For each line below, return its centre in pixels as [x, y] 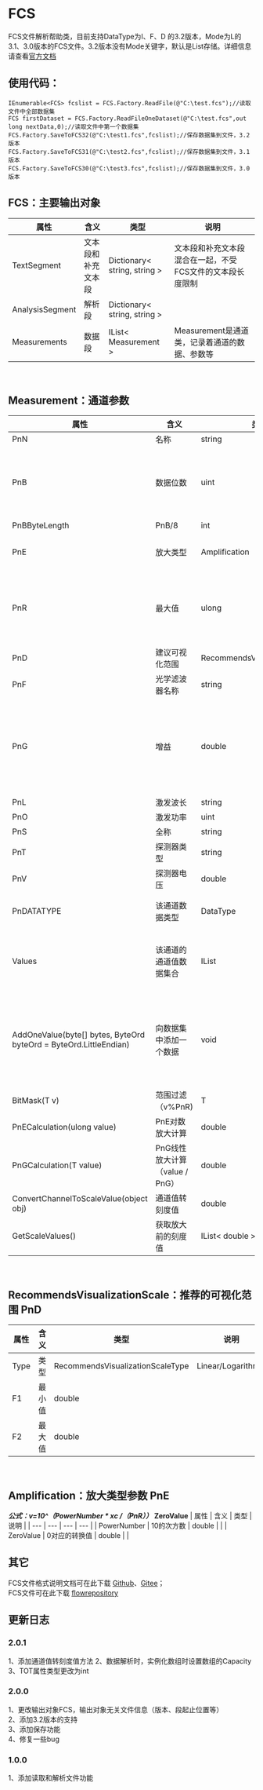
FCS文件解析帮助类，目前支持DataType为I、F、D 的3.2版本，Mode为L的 [125, 36]
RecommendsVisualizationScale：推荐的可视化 [125, 1295]
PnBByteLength [41, 525]
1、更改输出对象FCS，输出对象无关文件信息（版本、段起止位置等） [116, 1709]
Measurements [40, 342]
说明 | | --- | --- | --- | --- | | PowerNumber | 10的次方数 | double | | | [117, 1525]
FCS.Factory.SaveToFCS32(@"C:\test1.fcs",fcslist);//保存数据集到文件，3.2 [129, 135]
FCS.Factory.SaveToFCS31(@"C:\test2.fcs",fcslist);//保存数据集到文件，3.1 [129, 152]
